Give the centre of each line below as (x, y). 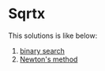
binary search (42, 50)
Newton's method (49, 59)
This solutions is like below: (53, 35)
